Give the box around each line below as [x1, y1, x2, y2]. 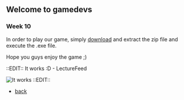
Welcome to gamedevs [6, 5, 93, 15]
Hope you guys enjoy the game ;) [6, 53, 87, 61]
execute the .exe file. [6, 42, 57, 49]
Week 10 [6, 22, 31, 31]
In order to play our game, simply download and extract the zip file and [6, 35, 178, 43]
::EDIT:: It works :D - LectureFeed [6, 65, 87, 72]
